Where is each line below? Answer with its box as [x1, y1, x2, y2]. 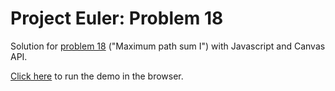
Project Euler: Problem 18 [10, 7, 224, 30]
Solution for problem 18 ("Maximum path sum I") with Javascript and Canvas [10, 40, 326, 52]
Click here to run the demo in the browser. [10, 70, 184, 82]
